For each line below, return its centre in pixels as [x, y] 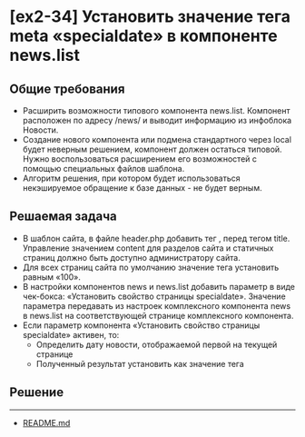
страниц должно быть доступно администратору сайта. [131, 257]
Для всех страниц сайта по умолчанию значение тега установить [151, 267]
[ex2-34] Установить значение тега [150, 17]
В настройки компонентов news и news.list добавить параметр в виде [159, 286]
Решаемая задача [64, 217]
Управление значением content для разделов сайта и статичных [148, 248]
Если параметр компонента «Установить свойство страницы [141, 325]
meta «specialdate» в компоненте [144, 36]
